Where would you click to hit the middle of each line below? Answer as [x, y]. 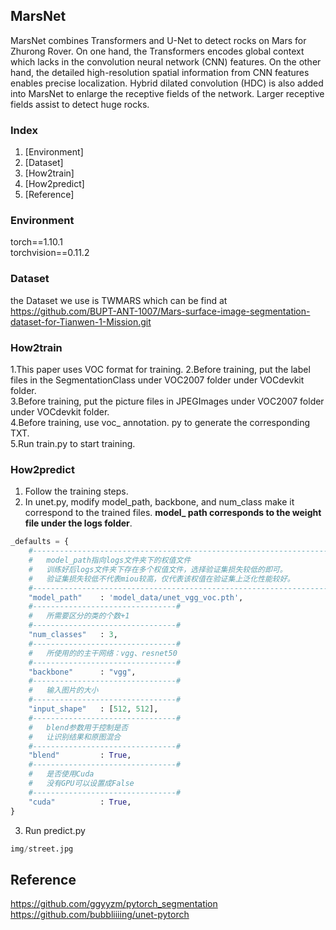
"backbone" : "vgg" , [82, 672]
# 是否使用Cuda [61, 774]
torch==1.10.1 [36, 242]
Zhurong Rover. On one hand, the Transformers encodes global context [157, 51]
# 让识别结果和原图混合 [75, 737]
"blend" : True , [80, 755]
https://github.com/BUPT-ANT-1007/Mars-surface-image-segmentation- [160, 311]
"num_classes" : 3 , [73, 635]
